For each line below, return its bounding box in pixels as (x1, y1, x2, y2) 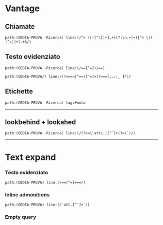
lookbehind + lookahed (5, 118, 76, 127)
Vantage (5, 3, 40, 14)
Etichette (5, 87, 33, 95)
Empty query (5, 214, 36, 221)
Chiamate (5, 22, 35, 31)
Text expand (5, 151, 56, 163)
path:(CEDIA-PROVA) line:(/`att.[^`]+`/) (5, 203, 90, 207)
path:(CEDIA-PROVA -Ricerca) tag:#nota (5, 100, 86, 105)
